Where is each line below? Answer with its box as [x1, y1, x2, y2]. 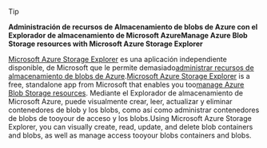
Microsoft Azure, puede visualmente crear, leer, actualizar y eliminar [8, 97, 233, 106]
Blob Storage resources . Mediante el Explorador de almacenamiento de [8, 88, 244, 98]
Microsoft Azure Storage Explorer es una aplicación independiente [8, 55, 228, 64]
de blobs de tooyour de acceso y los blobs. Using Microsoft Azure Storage [8, 114, 252, 123]
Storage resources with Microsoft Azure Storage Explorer [8, 39, 203, 49]
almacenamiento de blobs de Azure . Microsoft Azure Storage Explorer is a [8, 72, 250, 80]
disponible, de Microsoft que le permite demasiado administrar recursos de [8, 63, 254, 72]
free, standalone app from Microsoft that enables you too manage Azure [8, 80, 245, 89]
